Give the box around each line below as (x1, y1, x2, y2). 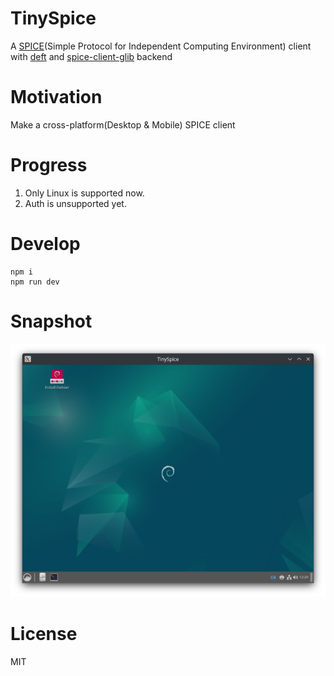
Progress (10, 154, 88, 177)
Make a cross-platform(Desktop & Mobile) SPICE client (10, 118, 236, 131)
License (10, 622, 78, 645)
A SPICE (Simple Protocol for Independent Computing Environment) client (10, 40, 312, 52)
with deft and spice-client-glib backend (10, 50, 173, 62)
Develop (10, 233, 81, 255)
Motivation (10, 86, 103, 109)
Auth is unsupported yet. (24, 197, 127, 209)
